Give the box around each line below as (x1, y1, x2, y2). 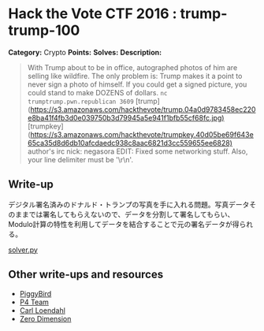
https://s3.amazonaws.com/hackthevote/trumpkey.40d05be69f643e (30, 129, 254, 139)
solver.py (8, 245, 38, 255)
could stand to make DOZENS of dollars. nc (27, 87, 168, 97)
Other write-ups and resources (8, 268, 164, 281)
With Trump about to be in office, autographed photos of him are (27, 62, 238, 72)
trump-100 (8, 21, 80, 39)
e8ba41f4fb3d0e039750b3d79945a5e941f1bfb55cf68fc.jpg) (27, 113, 225, 122)
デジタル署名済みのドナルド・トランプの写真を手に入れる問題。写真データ (8, 199, 250, 209)
